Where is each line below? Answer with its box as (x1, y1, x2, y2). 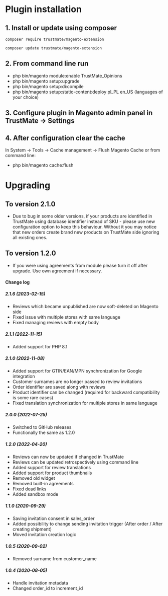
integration (12, 374, 35, 380)
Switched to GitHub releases (12, 424, 72, 430)
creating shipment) (12, 526, 52, 532)
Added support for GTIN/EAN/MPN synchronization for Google (12, 368, 142, 374)
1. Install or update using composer (5, 24, 117, 32)
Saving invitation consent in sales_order (12, 515, 95, 521)
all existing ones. (12, 235, 48, 241)
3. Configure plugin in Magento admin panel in (5, 109, 153, 117)
